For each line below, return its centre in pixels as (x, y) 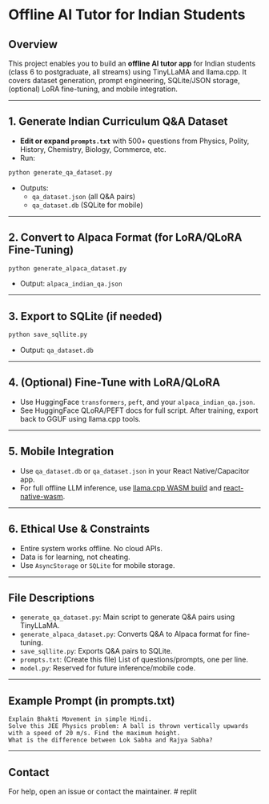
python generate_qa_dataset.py (60, 172)
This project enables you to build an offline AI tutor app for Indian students (132, 63)
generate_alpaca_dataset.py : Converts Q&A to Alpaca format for (126, 634)
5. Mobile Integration (61, 452)
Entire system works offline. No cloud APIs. (91, 548)
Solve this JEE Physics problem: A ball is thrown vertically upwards (128, 726)
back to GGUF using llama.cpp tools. (80, 418)
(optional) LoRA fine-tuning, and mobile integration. (93, 89)
